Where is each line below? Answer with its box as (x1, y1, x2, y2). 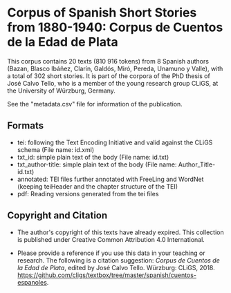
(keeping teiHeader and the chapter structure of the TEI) (17, 182, 178, 191)
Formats (7, 120, 44, 132)
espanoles (17, 278, 47, 286)
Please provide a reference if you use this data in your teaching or (17, 249, 205, 257)
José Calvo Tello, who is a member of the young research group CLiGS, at (7, 79, 219, 87)
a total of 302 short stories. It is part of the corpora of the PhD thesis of (7, 71, 211, 80)
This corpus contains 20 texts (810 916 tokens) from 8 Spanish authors (7, 57, 210, 65)
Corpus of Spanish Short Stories (7, 5, 197, 21)
